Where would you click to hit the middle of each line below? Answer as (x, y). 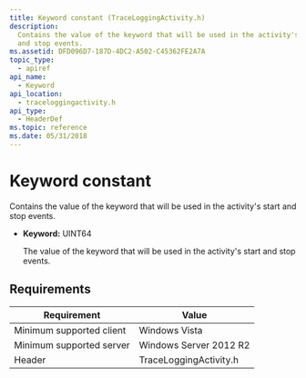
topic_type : (32, 60)
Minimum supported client (70, 330)
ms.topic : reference (49, 128)
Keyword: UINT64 (57, 234)
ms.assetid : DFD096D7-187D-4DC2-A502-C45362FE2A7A (107, 52)
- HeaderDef (41, 119)
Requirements (50, 289)
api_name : (28, 77)
